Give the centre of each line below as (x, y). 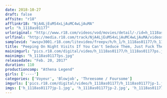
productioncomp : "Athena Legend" (40, 70)
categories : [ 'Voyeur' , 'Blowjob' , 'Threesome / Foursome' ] (69, 79)
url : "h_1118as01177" (28, 28)
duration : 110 (20, 65)
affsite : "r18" (21, 19)
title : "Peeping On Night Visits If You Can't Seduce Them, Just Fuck (80, 47)
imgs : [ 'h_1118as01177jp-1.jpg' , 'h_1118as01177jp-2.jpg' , (68, 88)
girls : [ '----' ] (22, 74)
